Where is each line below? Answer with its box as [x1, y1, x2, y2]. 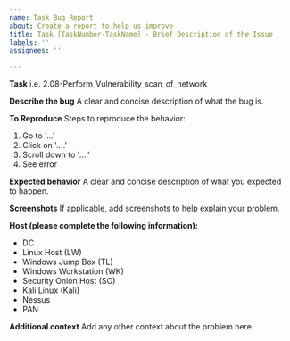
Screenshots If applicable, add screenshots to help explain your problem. [9, 203, 280, 214]
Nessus [21, 295, 51, 305]
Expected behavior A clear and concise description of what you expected [9, 176, 282, 187]
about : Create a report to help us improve [9, 21, 174, 30]
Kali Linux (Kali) [21, 285, 80, 295]
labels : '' [9, 37, 50, 47]
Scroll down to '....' [21, 149, 91, 161]
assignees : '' [9, 46, 62, 55]
